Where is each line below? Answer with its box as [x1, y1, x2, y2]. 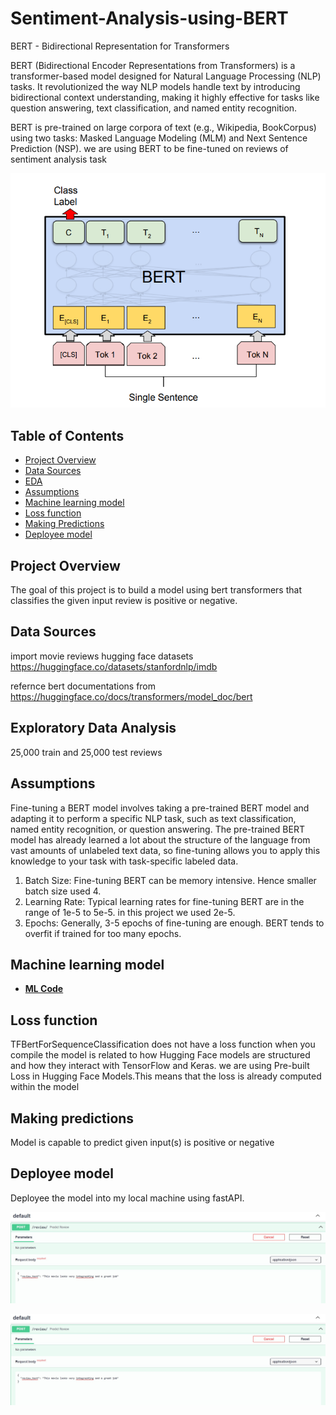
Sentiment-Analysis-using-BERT [10, 7, 289, 30]
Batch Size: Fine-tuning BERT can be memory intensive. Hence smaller [24, 874, 317, 886]
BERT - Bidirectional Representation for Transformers [10, 40, 230, 52]
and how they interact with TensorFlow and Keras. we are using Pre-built [10, 1060, 310, 1072]
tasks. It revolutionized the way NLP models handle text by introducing [10, 80, 301, 92]
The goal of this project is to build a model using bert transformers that [10, 584, 302, 596]
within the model [10, 1081, 80, 1093]
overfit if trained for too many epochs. [24, 927, 182, 939]
